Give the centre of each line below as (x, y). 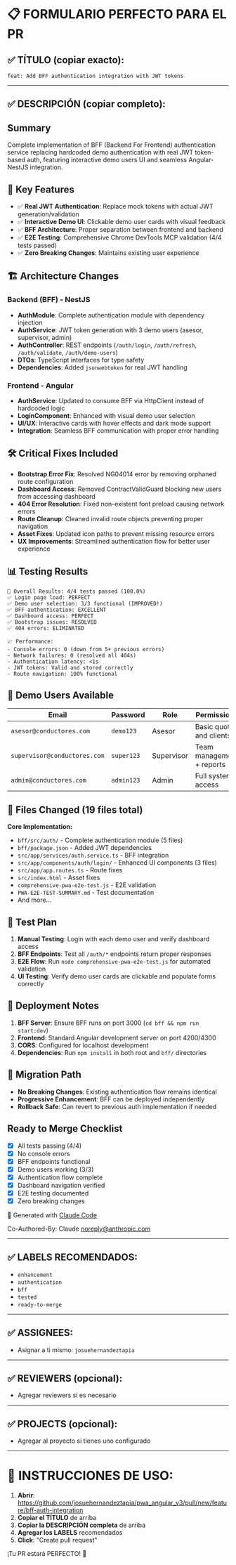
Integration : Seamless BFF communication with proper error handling (118, 431)
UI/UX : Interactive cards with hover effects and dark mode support (114, 423)
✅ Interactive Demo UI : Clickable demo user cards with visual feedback (122, 222)
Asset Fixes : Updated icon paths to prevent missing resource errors (116, 533)
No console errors (44, 1153)
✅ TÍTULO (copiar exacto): (66, 60)
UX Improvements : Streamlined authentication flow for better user (114, 541)
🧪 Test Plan (32, 922)
